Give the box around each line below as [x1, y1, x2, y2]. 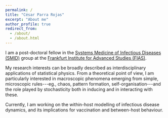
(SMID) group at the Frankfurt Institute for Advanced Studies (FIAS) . [5, 55, 147, 61]
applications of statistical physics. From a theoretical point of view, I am [5, 70, 154, 76]
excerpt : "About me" [5, 17, 49, 22]
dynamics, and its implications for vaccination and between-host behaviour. [5, 107, 163, 113]
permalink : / [5, 7, 33, 13]
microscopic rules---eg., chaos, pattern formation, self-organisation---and [5, 81, 161, 87]
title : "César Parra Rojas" [5, 12, 65, 17]
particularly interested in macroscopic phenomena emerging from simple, [5, 75, 158, 82]
